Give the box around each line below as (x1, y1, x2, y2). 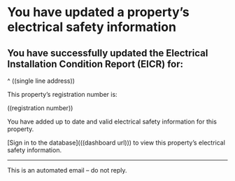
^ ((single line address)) (7, 76, 76, 85)
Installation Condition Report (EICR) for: (7, 58, 184, 70)
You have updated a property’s (7, 4, 190, 20)
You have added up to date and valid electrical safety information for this (7, 117, 217, 126)
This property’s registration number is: (7, 90, 117, 98)
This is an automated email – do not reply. (7, 166, 127, 174)
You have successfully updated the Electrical (7, 47, 208, 59)
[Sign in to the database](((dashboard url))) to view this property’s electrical (7, 138, 226, 147)
